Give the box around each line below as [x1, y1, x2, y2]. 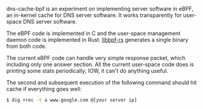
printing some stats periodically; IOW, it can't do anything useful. [6, 67, 168, 74]
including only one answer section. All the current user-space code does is [6, 61, 194, 68]
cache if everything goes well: [6, 85, 82, 93]
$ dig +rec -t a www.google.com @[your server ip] [6, 97, 137, 103]
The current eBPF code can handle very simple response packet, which [6, 54, 185, 61]
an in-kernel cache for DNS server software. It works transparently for [6, 12, 182, 19]
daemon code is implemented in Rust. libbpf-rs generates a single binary [6, 36, 188, 43]
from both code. [6, 42, 47, 50]
